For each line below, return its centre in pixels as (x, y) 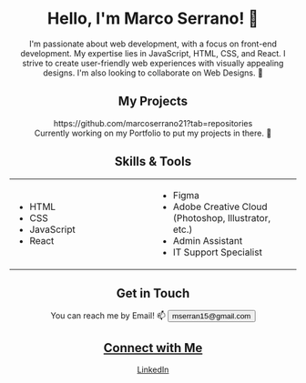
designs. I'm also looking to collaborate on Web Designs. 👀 (153, 73)
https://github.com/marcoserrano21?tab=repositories (153, 123)
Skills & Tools (153, 161)
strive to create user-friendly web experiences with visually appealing (153, 63)
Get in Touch (153, 293)
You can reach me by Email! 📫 (108, 316)
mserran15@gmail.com (211, 316)
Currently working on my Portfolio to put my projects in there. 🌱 (153, 133)
